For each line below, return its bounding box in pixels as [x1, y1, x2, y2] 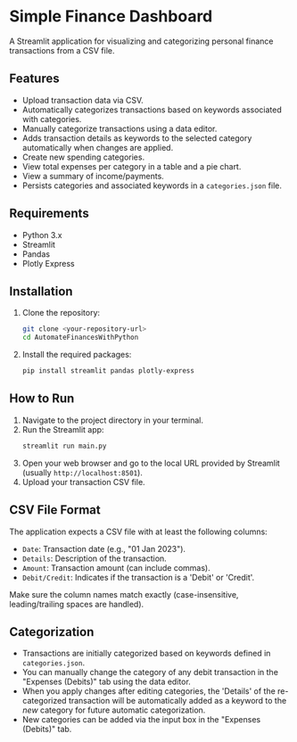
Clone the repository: [21, 308, 101, 318]
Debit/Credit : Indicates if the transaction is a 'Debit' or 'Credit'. [21, 572, 255, 582]
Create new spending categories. [21, 152, 145, 162]
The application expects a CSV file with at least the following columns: [9, 526, 268, 537]
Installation [9, 284, 73, 299]
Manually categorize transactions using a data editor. [21, 123, 218, 134]
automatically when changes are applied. [21, 142, 174, 153]
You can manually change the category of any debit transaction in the [21, 667, 279, 678]
